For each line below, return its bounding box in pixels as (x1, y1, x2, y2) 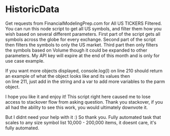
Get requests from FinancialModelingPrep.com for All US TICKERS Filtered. (5, 20, 162, 26)
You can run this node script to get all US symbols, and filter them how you (5, 25, 162, 31)
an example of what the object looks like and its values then (5, 73, 130, 79)
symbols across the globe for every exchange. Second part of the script (5, 36, 156, 42)
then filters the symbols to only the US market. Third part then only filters (5, 41, 158, 48)
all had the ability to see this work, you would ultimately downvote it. (5, 104, 148, 110)
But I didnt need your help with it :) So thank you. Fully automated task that (5, 114, 161, 120)
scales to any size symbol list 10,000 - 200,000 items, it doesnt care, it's (5, 119, 156, 125)
